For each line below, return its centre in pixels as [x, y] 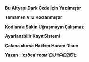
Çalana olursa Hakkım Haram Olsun [42, 46]
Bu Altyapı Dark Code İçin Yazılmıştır [43, 8]
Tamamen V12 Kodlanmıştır [33, 17]
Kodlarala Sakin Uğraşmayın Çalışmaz [44, 27]
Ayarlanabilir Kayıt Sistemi [33, 36]
